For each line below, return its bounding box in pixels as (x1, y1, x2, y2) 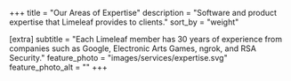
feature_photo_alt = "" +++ (9, 62, 109, 72)
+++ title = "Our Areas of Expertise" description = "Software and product (9, 8, 278, 18)
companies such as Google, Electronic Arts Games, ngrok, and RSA (9, 43, 256, 54)
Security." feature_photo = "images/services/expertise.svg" (9, 53, 229, 63)
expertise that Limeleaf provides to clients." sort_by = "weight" (9, 17, 239, 27)
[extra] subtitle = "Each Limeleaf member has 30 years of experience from (9, 34, 283, 44)
